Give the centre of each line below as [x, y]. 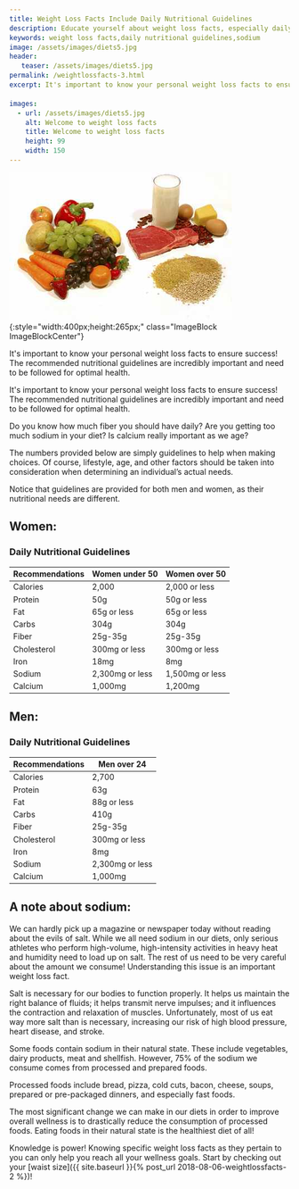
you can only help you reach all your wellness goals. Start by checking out [145, 1157]
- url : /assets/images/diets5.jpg [81, 113]
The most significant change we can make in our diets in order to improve [144, 1111]
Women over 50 [196, 574]
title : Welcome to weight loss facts [95, 132]
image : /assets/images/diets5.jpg [73, 47]
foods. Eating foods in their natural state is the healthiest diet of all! [132, 1130]
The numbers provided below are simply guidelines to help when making [142, 453]
